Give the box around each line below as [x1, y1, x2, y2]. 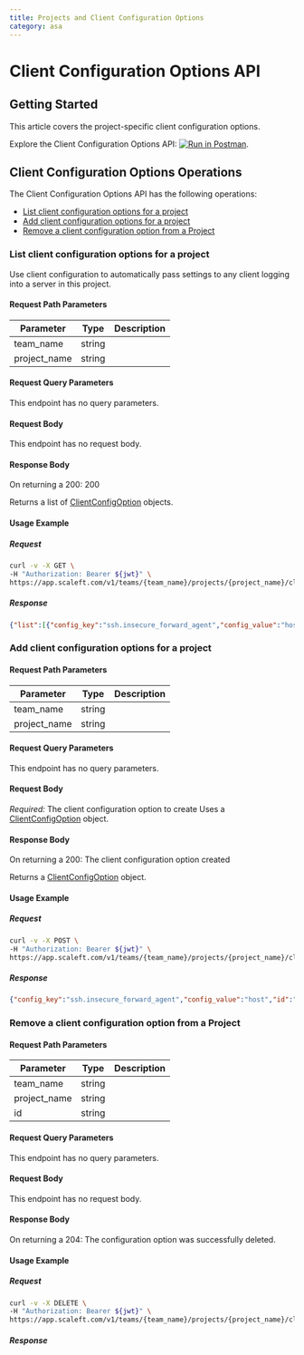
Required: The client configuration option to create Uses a [9, 803, 225, 814]
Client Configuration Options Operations [9, 164, 242, 179]
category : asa [9, 22, 63, 31]
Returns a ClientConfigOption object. [9, 872, 147, 883]
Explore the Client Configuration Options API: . [9, 138, 249, 150]
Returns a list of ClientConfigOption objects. [9, 497, 174, 508]
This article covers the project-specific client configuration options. [9, 121, 261, 131]
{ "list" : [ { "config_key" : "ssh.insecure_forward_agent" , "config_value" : [9, 620, 281, 630]
